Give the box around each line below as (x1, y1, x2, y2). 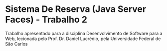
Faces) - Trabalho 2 (5, 14, 87, 25)
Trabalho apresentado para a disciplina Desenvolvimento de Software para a (5, 30, 163, 36)
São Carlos (5, 41, 28, 47)
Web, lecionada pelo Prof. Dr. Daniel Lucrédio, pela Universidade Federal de (5, 36, 161, 42)
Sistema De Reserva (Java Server (5, 3, 146, 15)
